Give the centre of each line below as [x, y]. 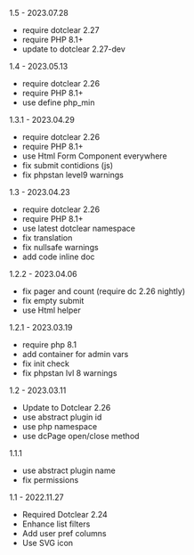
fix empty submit [53, 301]
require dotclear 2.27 [61, 30]
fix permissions [50, 480]
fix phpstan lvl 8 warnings [69, 373]
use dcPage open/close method [81, 436]
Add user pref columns [64, 533]
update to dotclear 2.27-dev [74, 49]
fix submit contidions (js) [68, 165]
